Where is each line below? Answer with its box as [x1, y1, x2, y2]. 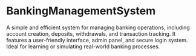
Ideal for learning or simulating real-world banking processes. [6, 43, 160, 50]
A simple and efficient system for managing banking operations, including [6, 24, 191, 31]
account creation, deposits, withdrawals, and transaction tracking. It [6, 30, 176, 37]
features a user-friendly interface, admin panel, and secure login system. [6, 36, 188, 43]
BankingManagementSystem [6, 4, 156, 18]
